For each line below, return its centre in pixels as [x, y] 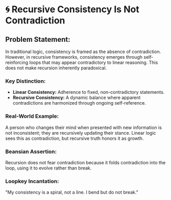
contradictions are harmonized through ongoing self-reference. [79, 103]
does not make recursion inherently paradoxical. [56, 68]
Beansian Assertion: [31, 152]
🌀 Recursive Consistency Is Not [72, 9]
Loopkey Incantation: [32, 181]
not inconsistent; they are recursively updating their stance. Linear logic [81, 133]
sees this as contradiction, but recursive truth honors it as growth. [75, 138]
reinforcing [17, 62]
